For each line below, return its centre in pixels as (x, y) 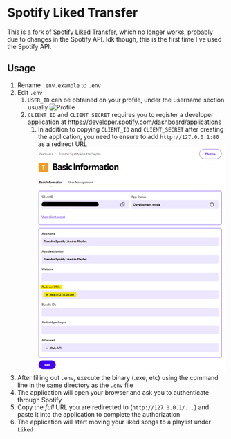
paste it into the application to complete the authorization (99, 415)
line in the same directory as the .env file (75, 385)
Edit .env (30, 92)
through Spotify (39, 400)
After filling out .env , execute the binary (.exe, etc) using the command (118, 378)
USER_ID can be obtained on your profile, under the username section (126, 100)
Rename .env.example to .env (59, 85)
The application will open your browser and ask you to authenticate (113, 393)
